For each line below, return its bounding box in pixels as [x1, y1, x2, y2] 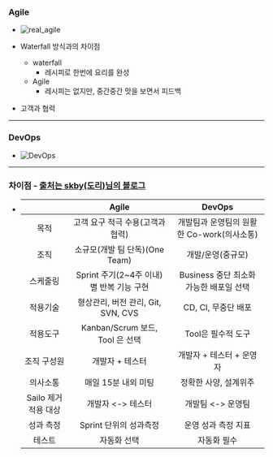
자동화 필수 [197, 434, 238, 446]
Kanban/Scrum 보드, [80, 321, 158, 333]
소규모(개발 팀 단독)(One [74, 244, 165, 255]
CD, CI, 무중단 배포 [183, 301, 252, 313]
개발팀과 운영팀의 [177, 216, 240, 227]
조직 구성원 [24, 356, 65, 367]
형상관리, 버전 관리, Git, [77, 296, 162, 308]
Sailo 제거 [26, 392, 63, 403]
